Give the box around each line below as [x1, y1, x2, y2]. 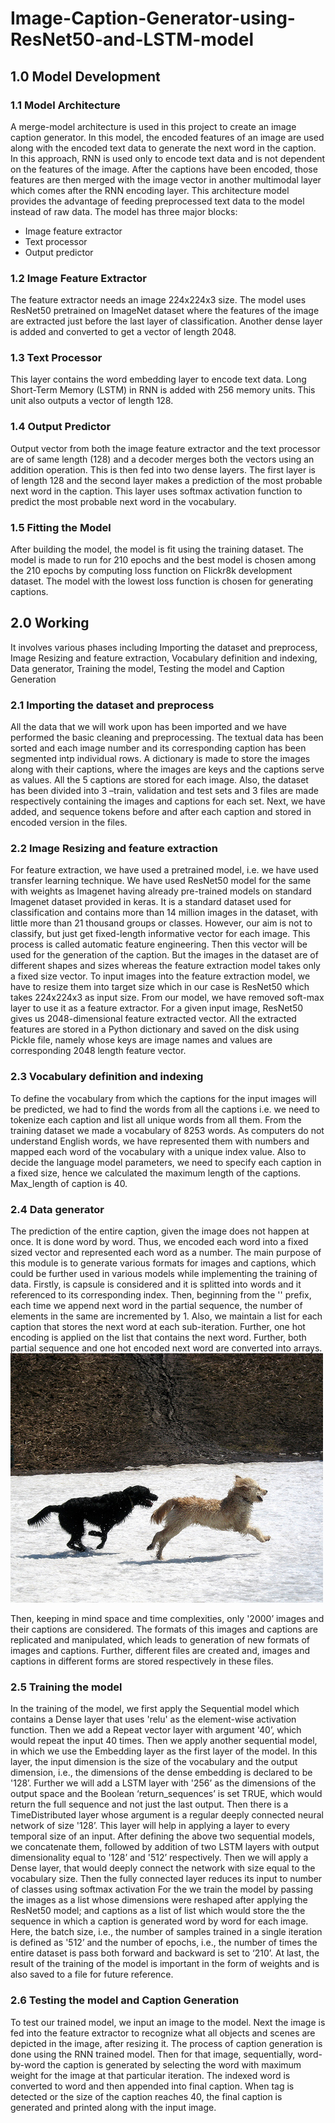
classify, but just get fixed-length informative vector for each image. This [10, 928, 311, 940]
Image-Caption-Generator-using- [10, 7, 296, 30]
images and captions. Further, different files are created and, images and [10, 1645, 311, 1657]
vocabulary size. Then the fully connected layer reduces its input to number [10, 1873, 323, 1885]
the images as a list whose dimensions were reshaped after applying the [10, 1894, 308, 1906]
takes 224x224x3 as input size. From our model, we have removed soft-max [10, 992, 325, 1004]
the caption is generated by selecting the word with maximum [47, 2058, 302, 2071]
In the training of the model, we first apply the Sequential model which [10, 1703, 300, 1715]
